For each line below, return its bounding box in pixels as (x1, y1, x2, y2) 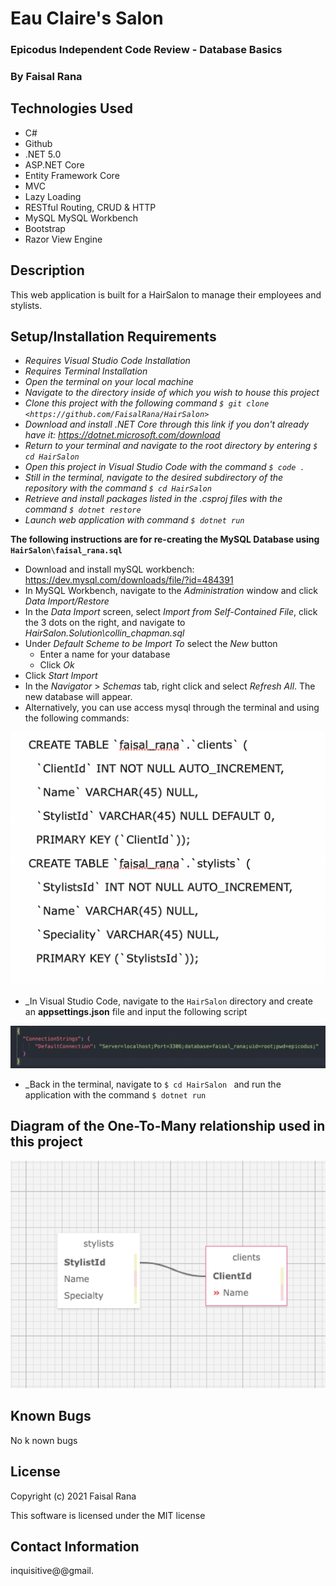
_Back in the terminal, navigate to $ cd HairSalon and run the (24, 1078, 282, 1090)
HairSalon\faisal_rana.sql (10, 546, 123, 556)
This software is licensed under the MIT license (10, 1509, 206, 1521)
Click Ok (39, 659, 75, 671)
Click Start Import (24, 670, 98, 682)
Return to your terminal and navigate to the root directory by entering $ (24, 440, 318, 452)
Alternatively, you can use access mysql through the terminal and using (24, 702, 320, 714)
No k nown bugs (10, 1434, 78, 1446)
